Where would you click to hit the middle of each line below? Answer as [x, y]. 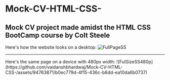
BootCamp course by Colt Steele [58, 35]
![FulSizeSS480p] [135, 62]
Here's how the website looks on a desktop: [51, 47]
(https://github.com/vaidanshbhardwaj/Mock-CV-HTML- [64, 67]
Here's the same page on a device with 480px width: [60, 62]
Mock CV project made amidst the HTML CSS [78, 27]
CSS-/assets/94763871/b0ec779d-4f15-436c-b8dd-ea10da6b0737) [76, 72]
